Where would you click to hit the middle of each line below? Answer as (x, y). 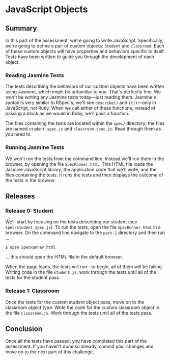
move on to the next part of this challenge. (50, 352)
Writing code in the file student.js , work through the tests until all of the (81, 272)
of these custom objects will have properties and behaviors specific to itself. (85, 51)
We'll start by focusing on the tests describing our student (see (71, 222)
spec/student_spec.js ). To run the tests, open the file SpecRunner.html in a (83, 227)
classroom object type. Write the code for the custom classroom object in (82, 307)
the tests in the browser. (31, 180)
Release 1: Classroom (32, 291)
